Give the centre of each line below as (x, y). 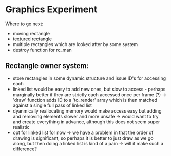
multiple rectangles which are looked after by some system (75, 44)
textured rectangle (32, 39)
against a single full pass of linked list (52, 105)
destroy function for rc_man (42, 50)
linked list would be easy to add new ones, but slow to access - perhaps (89, 89)
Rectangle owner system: (47, 66)
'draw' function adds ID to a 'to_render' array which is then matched (85, 100)
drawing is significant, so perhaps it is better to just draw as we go (83, 138)
